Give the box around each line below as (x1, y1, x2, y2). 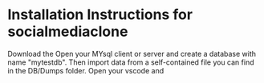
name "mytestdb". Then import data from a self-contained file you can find (7, 57, 254, 67)
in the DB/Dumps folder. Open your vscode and (7, 65, 164, 75)
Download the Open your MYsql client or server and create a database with (7, 49, 257, 58)
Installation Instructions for (7, 6, 193, 24)
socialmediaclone (7, 22, 128, 41)
